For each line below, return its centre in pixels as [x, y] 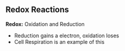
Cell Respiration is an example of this [59, 42]
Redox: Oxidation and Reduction [45, 24]
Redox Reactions [37, 10]
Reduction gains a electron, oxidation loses [67, 36]
